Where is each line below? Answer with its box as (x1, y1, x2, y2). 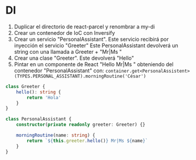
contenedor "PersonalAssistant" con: (14, 67, 104, 74)
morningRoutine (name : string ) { (16, 132, 95, 139)
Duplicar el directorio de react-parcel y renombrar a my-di (14, 23, 155, 30)
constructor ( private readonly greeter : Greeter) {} (16, 122, 145, 128)
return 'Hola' (26, 94, 61, 100)
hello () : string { (16, 89, 61, 95)
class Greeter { (5, 83, 45, 89)
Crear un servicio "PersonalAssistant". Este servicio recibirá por (14, 35, 169, 43)
